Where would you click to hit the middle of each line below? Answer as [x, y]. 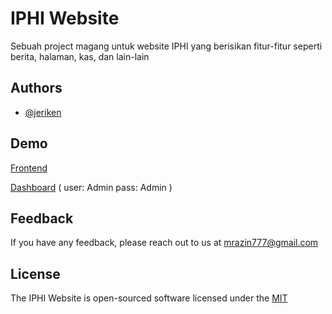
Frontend [29, 168]
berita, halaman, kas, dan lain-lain [80, 56]
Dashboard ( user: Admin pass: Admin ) [91, 187]
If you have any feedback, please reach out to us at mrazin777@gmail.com [164, 243]
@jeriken [43, 112]
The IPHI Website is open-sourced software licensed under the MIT [149, 298]
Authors [36, 88]
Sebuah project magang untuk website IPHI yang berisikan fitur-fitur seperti [166, 46]
